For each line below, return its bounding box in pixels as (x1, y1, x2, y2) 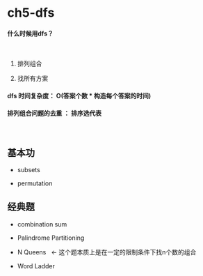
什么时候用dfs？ (7, 29, 54, 38)
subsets (17, 166, 40, 174)
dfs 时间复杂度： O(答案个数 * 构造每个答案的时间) (7, 91, 152, 100)
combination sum (17, 220, 67, 228)
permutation (17, 179, 53, 187)
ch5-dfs (7, 5, 55, 21)
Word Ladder (17, 261, 56, 270)
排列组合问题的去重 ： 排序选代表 (7, 109, 102, 117)
